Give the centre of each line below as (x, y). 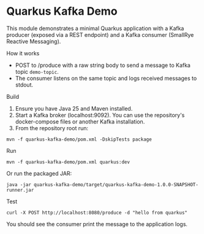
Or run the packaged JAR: (39, 173)
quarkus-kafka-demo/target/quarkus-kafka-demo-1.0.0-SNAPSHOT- (116, 185)
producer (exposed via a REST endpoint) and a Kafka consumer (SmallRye (100, 34)
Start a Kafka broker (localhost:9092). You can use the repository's (100, 115)
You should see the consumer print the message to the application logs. (97, 224)
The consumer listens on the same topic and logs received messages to (106, 78)
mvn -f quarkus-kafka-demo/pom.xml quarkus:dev (68, 162)
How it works (23, 53)
